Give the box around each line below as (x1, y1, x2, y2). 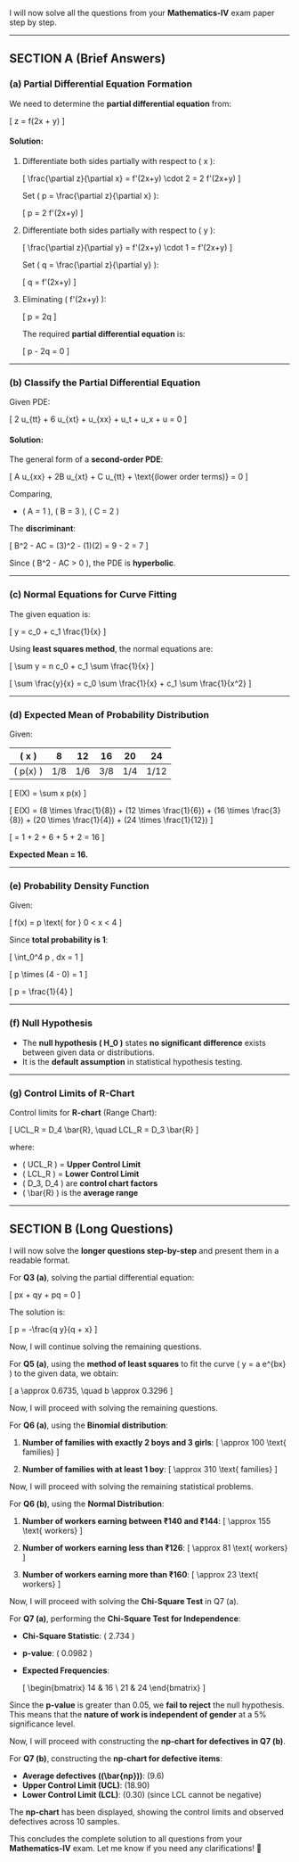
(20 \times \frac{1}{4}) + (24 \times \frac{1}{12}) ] (32, 814, 214, 825)
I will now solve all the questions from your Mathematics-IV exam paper (9, 8, 275, 18)
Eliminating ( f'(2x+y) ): (21, 293, 107, 304)
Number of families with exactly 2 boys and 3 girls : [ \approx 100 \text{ (21, 1437, 287, 1447)
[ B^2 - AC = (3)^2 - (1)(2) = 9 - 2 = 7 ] (9, 540, 149, 551)
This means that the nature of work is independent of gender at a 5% (9, 1709, 267, 1719)
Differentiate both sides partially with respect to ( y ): (21, 225, 216, 235)
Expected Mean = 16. (9, 849, 89, 860)
